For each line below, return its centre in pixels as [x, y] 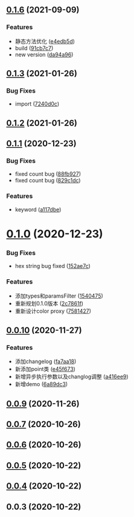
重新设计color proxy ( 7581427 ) [53, 311]
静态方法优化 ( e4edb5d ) [45, 41]
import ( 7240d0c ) [37, 104]
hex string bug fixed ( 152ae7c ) [53, 266]
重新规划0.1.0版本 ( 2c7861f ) [49, 303]
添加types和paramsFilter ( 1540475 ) [59, 296]
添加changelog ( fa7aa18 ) [46, 362]
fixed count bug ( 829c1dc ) [48, 181]
